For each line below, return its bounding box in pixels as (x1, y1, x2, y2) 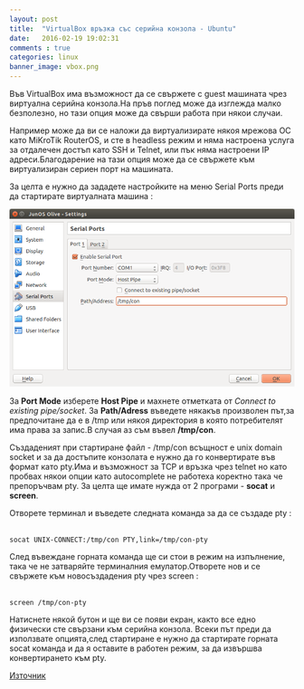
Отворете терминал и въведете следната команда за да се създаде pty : (9, 508, 292, 519)
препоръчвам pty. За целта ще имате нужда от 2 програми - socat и (9, 481, 276, 492)
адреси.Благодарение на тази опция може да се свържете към (9, 154, 255, 165)
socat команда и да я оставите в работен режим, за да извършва (9, 643, 262, 654)
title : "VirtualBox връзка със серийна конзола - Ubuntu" (9, 24, 237, 33)
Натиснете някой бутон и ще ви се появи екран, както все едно (9, 614, 256, 625)
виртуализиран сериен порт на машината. (9, 164, 174, 174)
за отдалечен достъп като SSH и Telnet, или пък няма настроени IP (9, 145, 270, 155)
